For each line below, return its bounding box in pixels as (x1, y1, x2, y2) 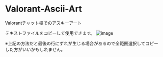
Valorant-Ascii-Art (5, 3, 82, 14)
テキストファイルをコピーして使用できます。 (5, 30, 95, 36)
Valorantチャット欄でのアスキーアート (5, 20, 82, 26)
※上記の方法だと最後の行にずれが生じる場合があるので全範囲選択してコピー (5, 40, 159, 46)
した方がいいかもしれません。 (5, 46, 65, 52)
